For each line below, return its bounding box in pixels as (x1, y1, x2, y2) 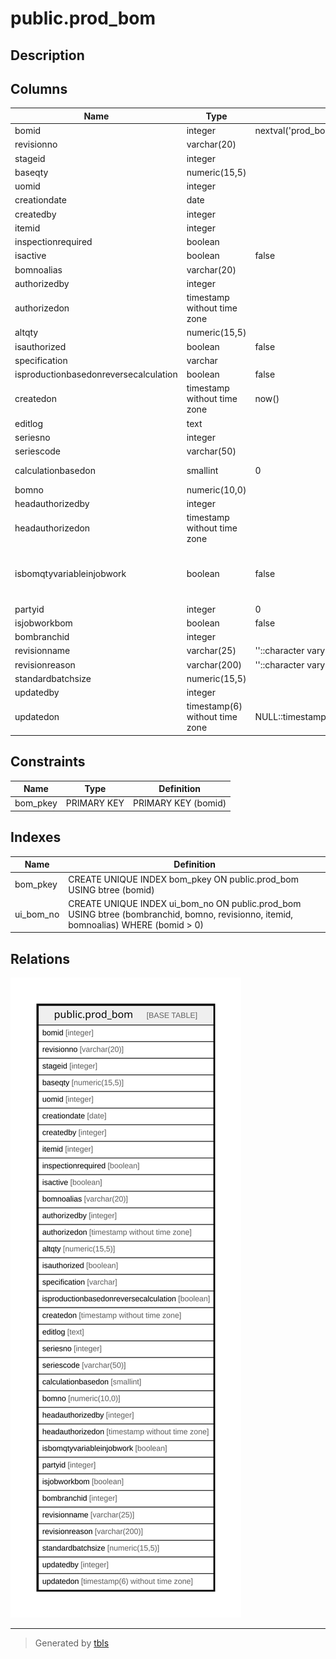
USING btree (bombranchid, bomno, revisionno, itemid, (68, 908, 294, 920)
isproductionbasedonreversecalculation (14, 368, 178, 381)
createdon (14, 393, 58, 405)
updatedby (14, 687, 60, 699)
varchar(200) (186, 658, 242, 671)
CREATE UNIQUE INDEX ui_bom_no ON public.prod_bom (68, 897, 302, 909)
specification (14, 354, 68, 366)
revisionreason (14, 658, 76, 671)
